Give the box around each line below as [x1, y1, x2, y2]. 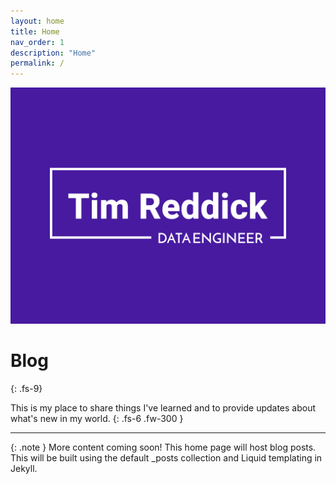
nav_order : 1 [10, 37, 65, 47]
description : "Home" [10, 48, 97, 58]
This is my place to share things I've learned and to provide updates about [10, 402, 317, 414]
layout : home [10, 16, 65, 26]
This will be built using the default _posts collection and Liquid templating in [10, 452, 323, 464]
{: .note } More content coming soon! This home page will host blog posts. [10, 441, 317, 454]
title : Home [10, 26, 60, 37]
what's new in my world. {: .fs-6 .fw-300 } [10, 413, 184, 425]
